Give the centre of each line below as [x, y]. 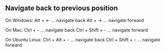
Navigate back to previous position [62, 8]
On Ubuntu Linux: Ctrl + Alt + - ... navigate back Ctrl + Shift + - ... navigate [83, 39]
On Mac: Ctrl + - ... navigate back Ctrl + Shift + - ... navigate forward [77, 30]
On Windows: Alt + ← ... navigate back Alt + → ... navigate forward [75, 20]
